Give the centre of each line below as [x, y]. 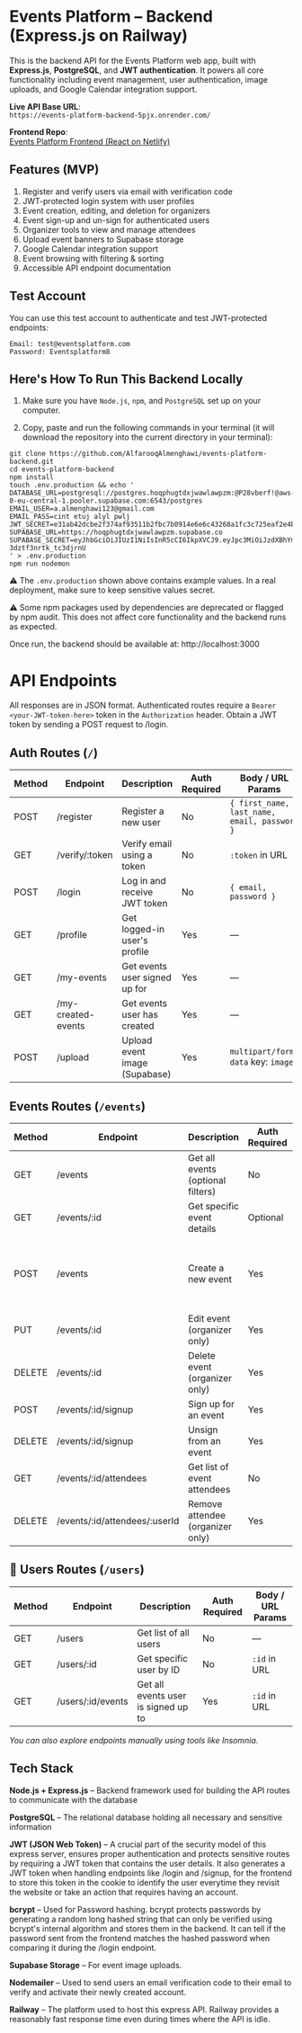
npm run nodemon [40, 564]
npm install [31, 477]
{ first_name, [260, 803]
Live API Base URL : [45, 106]
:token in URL [258, 855]
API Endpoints [63, 680]
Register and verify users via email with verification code [128, 192]
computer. [41, 410]
